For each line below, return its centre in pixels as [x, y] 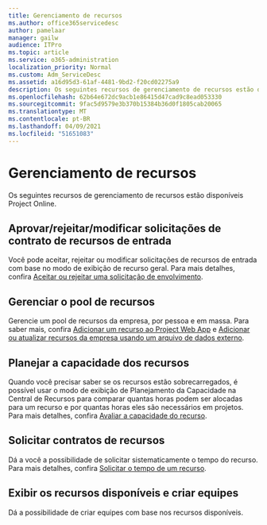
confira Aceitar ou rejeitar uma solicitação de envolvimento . [106, 277]
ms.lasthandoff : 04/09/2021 [55, 126]
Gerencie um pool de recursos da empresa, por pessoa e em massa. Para [129, 321]
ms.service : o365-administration [64, 60]
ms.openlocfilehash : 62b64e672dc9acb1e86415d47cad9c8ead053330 [115, 97]
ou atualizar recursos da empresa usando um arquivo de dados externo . [126, 338]
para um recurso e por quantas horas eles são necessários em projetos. [126, 407]
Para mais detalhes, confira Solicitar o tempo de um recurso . [107, 468]
